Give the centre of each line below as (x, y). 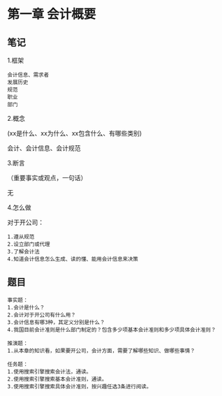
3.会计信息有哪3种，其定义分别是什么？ (56, 322)
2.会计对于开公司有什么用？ (42, 315)
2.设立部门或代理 (29, 244)
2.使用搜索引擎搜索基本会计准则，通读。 (57, 379)
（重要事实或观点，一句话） (47, 178)
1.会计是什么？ (26, 307)
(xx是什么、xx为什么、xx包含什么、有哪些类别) (75, 133)
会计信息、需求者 (28, 75)
